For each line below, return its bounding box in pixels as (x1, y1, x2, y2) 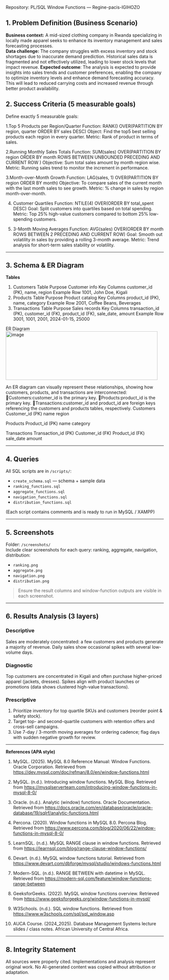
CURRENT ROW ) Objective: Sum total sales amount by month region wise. (6, 159, 160, 165)
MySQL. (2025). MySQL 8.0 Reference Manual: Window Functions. (13, 759, 151, 765)
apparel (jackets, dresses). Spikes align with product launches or (6, 678, 140, 684)
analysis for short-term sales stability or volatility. (13, 242, 115, 248)
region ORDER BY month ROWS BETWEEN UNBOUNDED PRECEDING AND (6, 154, 160, 160)
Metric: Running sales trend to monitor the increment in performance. (6, 165, 149, 171)
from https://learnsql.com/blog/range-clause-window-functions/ (13, 846, 147, 852)
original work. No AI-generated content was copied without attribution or (6, 964, 156, 970)
